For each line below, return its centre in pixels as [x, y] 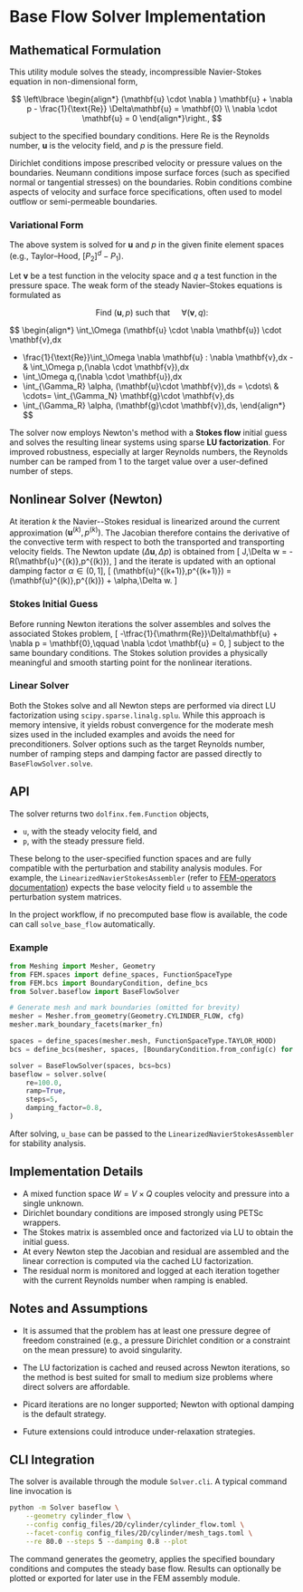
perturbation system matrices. [66, 897]
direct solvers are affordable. [76, 1386]
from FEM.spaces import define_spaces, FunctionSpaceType [121, 974]
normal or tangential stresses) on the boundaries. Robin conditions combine [151, 182]
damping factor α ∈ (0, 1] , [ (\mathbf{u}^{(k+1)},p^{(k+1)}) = [121, 571]
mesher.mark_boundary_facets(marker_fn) [87, 1025]
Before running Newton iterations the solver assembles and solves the [140, 623]
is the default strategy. [64, 1414]
